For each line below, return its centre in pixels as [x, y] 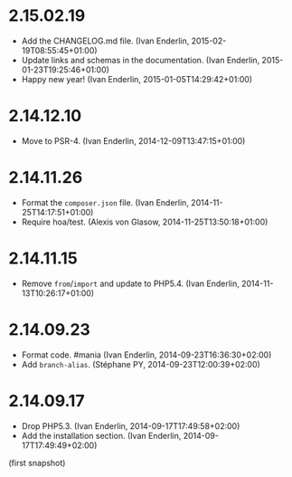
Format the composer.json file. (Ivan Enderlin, [105, 202]
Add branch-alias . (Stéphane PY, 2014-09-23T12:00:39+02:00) [141, 364]
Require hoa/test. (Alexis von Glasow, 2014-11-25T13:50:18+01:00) [145, 222]
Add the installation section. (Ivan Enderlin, [101, 435]
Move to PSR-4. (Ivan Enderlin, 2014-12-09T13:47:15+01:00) [133, 140]
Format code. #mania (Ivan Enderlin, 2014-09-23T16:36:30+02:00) [146, 355]
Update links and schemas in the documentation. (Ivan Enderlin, [141, 60]
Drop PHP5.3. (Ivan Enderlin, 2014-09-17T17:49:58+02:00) [131, 425]
